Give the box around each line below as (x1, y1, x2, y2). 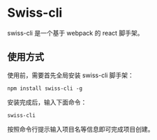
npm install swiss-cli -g (7, 85, 82, 92)
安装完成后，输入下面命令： (7, 98, 87, 106)
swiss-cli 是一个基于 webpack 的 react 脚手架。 (7, 29, 144, 37)
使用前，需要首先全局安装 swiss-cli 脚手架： (7, 71, 135, 79)
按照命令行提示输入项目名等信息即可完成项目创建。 (7, 125, 154, 133)
